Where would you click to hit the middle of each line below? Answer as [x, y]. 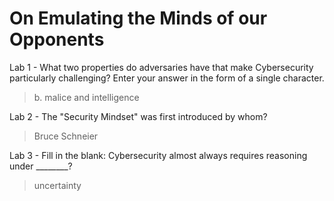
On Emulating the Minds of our [138, 18]
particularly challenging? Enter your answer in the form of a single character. [167, 78]
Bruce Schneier [66, 136]
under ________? [41, 166]
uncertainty [57, 185]
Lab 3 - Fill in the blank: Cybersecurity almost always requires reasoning [158, 155]
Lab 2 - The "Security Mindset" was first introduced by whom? [138, 116]
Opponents [57, 39]
